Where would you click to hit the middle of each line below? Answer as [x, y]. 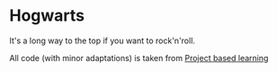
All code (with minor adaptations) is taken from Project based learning [139, 58]
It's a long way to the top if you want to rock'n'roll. [103, 40]
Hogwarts [47, 16]
